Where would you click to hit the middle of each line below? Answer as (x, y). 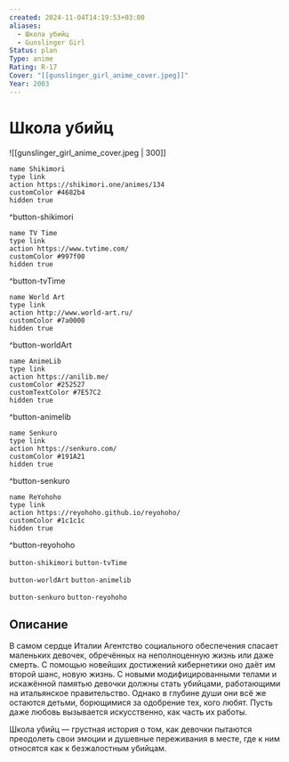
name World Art (37, 297)
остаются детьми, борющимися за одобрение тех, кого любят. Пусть (141, 703)
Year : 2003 (29, 84)
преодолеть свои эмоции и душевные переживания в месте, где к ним (144, 739)
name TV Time (33, 233)
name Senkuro (33, 433)
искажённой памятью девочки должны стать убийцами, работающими (145, 684)
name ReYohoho (36, 497)
